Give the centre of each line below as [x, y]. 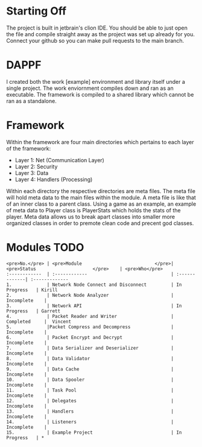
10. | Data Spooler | [90, 379]
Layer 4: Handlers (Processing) [54, 179]
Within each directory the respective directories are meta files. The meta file [101, 191]
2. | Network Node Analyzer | [90, 295]
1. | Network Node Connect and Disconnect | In [94, 285]
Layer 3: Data [32, 173]
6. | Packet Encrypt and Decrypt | [90, 337]
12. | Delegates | [90, 401]
